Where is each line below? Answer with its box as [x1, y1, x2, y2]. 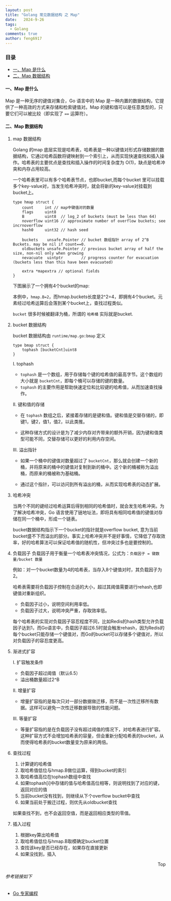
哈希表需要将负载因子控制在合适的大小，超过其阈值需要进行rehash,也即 [12, 583, 162, 590]
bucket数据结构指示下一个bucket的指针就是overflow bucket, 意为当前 [12, 526, 159, 532]
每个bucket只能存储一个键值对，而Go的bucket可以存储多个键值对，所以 [12, 631, 164, 637]
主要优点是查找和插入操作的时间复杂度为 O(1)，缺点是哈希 [39, 159, 161, 165]
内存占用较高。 [21, 166, 53, 172]
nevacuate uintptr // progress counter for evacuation [22, 255, 159, 260]
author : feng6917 [5, 36, 42, 41]
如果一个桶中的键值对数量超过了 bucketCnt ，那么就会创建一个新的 [20, 457, 158, 463]
